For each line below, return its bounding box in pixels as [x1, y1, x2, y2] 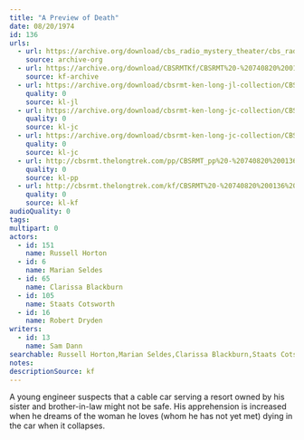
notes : [9, 359, 34, 368]
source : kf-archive [25, 72, 100, 81]
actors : [9, 232, 39, 241]
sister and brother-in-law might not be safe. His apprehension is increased [9, 401, 287, 412]
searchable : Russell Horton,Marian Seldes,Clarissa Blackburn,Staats [9, 349, 278, 359]
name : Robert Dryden [25, 316, 103, 326]
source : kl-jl [25, 97, 79, 107]
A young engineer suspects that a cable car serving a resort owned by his [9, 391, 285, 403]
